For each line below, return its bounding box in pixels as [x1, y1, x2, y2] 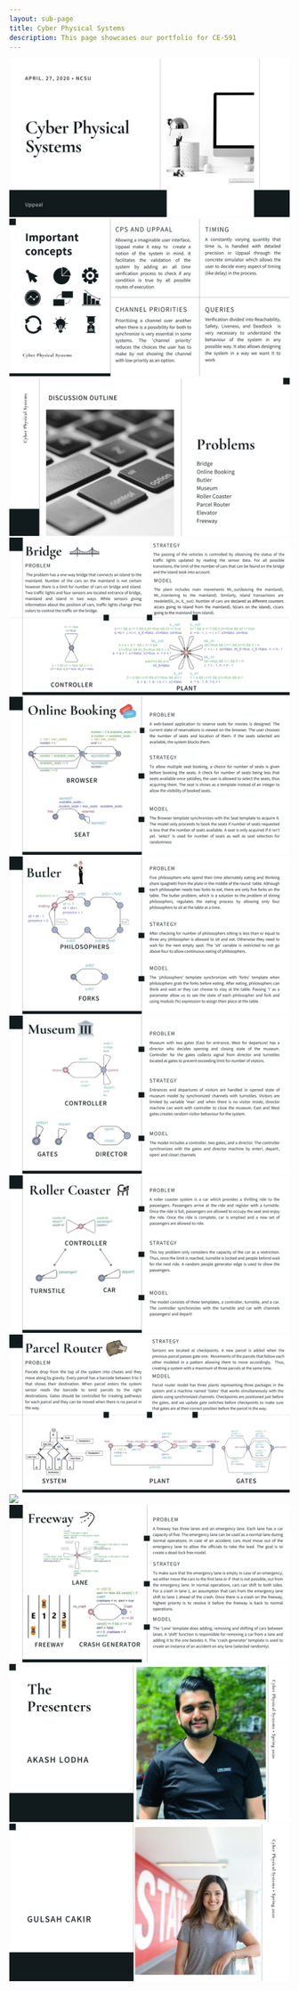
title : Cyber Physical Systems [9, 23, 125, 33]
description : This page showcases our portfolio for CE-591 [9, 33, 238, 42]
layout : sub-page [9, 14, 74, 23]
